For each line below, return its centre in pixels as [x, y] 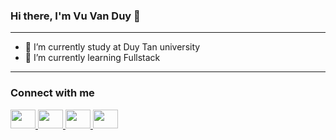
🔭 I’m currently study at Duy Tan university [112, 47]
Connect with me [52, 93]
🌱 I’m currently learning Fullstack [92, 58]
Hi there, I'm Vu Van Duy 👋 [75, 16]
